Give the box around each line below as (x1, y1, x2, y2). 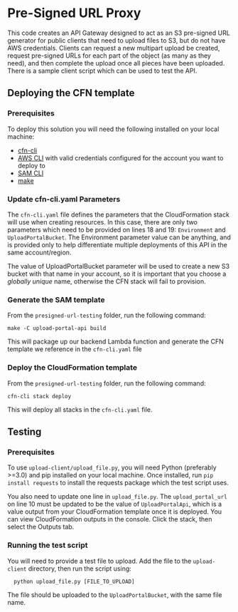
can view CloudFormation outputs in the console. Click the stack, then (7, 515, 212, 524)
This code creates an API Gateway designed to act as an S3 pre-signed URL (7, 28, 231, 37)
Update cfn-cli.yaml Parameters (7, 194, 121, 204)
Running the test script (7, 540, 88, 550)
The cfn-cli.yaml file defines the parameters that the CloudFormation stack (7, 210, 229, 219)
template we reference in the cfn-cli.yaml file (7, 345, 142, 353)
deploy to (17, 161, 46, 170)
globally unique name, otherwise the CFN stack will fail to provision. (7, 276, 206, 286)
